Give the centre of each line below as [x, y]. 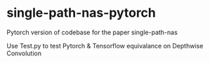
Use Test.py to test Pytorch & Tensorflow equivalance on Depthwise [105, 45]
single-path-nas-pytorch [81, 13]
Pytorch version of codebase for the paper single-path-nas [92, 32]
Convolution [24, 53]
